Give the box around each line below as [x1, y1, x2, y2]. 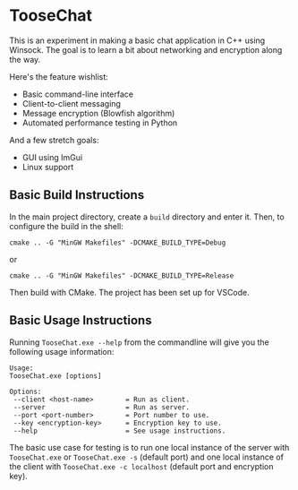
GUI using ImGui [21, 151, 83, 162]
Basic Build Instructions [9, 187, 145, 202]
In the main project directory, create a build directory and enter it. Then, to [9, 211, 285, 222]
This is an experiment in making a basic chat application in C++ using [9, 35, 266, 46]
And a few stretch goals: [9, 134, 99, 145]
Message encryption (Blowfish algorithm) [21, 107, 175, 118]
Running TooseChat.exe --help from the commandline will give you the [9, 337, 270, 348]
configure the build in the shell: [9, 220, 123, 231]
